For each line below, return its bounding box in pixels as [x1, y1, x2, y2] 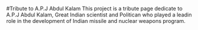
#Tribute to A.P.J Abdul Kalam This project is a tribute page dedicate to [6, 5, 183, 12]
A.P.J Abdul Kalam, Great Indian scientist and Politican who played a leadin [6, 11, 193, 18]
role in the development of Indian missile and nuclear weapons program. [6, 18, 186, 24]
